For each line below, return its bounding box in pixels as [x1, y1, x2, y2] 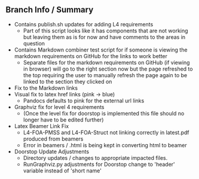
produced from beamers [23, 135, 84, 142]
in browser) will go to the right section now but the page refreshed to [23, 65, 193, 72]
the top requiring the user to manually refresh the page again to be [23, 71, 188, 78]
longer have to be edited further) [23, 116, 104, 123]
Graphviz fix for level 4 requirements [14, 103, 105, 110]
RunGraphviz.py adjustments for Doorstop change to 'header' [23, 160, 176, 168]
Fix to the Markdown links [14, 84, 78, 92]
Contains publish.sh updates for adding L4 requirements [14, 20, 154, 28]
